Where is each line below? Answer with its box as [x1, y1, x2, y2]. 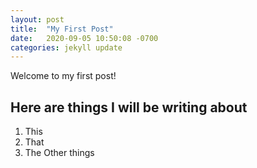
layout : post [10, 14, 65, 25]
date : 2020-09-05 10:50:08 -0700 [10, 33, 159, 43]
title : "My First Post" [10, 24, 114, 34]
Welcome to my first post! [10, 70, 117, 82]
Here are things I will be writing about [10, 99, 248, 116]
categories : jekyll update [10, 42, 123, 53]
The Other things [24, 147, 95, 159]
